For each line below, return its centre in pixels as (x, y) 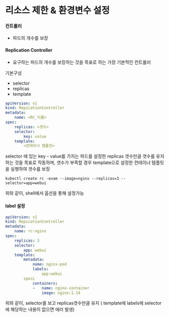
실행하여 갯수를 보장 (30, 169)
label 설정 (15, 206)
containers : (45, 283)
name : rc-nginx (30, 231)
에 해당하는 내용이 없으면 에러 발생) (40, 309)
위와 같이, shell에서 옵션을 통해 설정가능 (45, 193)
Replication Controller (29, 50)
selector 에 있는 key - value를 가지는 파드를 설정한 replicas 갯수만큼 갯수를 (80, 156)
